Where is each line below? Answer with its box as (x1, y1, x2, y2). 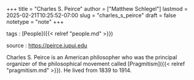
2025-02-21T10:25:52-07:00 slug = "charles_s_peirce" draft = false (6, 12, 176, 19)
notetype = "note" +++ (6, 18, 64, 25)
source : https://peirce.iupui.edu (6, 42, 88, 49)
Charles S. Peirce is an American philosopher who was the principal (6, 54, 177, 60)
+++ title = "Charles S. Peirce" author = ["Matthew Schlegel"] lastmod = (6, 5, 188, 12)
